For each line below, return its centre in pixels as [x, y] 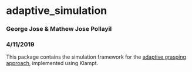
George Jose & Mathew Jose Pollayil [59, 29]
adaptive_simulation [57, 11]
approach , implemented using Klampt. [52, 63]
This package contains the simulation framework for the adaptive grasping [96, 57]
